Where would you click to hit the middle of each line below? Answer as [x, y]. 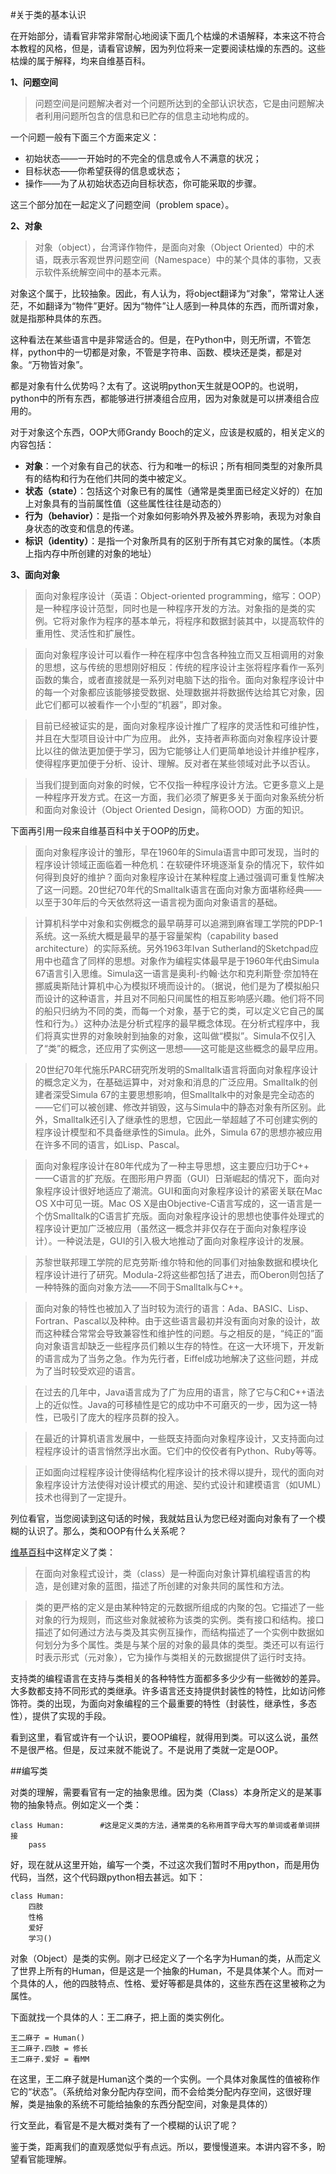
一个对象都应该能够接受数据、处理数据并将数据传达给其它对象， [184, 692]
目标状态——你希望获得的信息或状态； [103, 171]
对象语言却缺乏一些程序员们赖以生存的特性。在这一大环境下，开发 [179, 1346]
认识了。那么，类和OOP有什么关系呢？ [107, 1531]
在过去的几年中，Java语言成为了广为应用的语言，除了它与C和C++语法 [179, 1392]
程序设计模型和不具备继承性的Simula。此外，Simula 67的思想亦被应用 [178, 1132]
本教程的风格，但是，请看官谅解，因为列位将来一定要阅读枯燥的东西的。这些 [168, 48]
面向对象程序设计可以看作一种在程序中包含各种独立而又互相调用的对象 [179, 654]
